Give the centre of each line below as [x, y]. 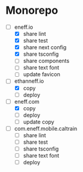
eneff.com [27, 101]
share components [46, 61]
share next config [45, 47]
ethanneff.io [29, 81]
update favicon [41, 74]
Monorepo [32, 10]
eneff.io [24, 27]
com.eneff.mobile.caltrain [46, 128]
